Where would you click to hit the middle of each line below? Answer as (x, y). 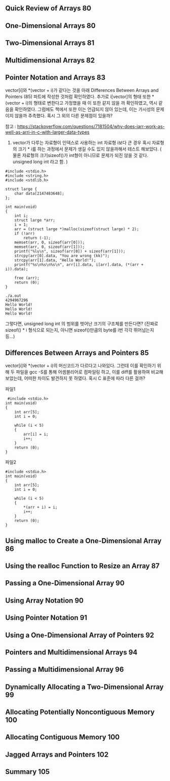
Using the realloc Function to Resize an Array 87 (82, 566)
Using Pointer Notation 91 (46, 618)
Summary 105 (28, 772)
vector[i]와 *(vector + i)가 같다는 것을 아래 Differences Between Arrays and (82, 90)
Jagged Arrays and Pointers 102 (57, 754)
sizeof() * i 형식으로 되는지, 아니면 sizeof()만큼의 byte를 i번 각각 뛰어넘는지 (80, 330)
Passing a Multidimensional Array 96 (65, 669)
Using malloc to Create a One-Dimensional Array (83, 541)
